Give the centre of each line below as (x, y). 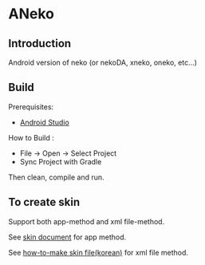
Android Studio (44, 122)
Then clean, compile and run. (57, 177)
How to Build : (31, 137)
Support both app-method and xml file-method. (87, 221)
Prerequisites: (31, 107)
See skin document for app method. (67, 237)
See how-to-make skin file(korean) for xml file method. (99, 252)
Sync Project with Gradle (61, 161)
